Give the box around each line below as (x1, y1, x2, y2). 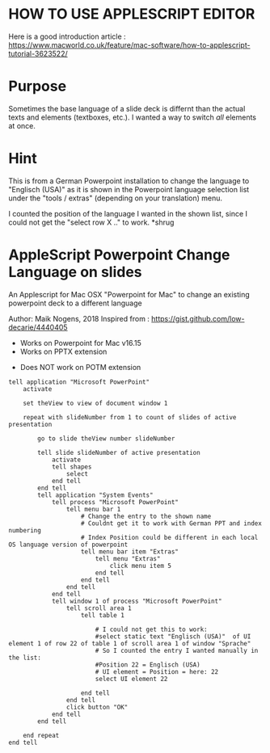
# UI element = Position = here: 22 (95, 667, 219, 675)
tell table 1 (80, 611, 125, 619)
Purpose (8, 78, 67, 95)
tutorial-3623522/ (8, 48, 68, 58)
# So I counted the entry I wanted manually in (95, 646, 259, 654)
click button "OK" (65, 703, 129, 711)
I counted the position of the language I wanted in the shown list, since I (8, 208, 248, 218)
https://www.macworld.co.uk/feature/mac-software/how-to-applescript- (8, 40, 251, 49)
